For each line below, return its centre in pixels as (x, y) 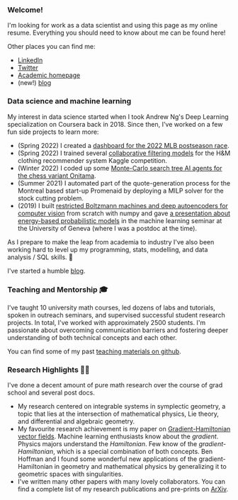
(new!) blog (34, 83)
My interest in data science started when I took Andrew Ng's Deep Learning (118, 117)
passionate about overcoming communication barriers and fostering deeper (118, 330)
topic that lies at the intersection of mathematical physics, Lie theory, (118, 414)
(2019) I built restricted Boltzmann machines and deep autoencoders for (123, 205)
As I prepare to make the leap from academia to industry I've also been (111, 242)
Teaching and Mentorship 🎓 (58, 290)
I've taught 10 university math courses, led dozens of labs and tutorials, (112, 307)
